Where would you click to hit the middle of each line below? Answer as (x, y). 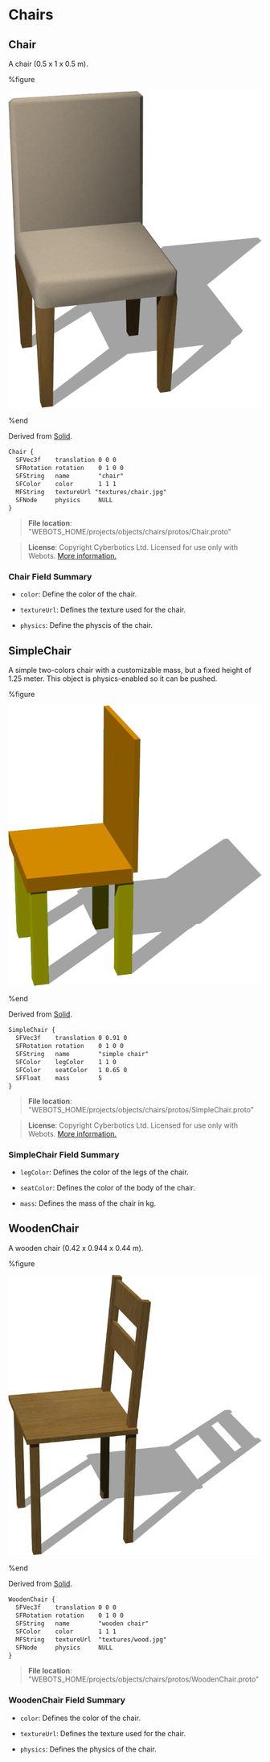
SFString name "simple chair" (82, 1054)
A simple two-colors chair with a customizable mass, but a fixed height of (130, 671)
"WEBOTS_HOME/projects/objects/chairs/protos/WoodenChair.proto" (143, 1679)
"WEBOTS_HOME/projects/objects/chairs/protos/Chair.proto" (129, 532)
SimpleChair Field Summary (64, 1154)
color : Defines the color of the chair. (80, 1718)
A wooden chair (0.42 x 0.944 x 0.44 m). (76, 1248)
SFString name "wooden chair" (82, 1624)
